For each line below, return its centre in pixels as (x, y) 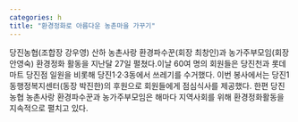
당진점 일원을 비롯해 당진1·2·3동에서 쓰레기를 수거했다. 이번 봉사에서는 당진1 (158, 74)
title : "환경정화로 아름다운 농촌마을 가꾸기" (82, 26)
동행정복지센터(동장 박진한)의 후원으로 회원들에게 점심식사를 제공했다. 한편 (139, 85)
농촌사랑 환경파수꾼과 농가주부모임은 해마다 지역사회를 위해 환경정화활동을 (155, 97)
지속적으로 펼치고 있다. (49, 108)
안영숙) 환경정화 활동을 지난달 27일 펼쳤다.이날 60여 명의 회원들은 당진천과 (140, 63)
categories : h (36, 17)
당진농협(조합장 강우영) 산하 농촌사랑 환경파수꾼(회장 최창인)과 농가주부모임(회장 (149, 52)
